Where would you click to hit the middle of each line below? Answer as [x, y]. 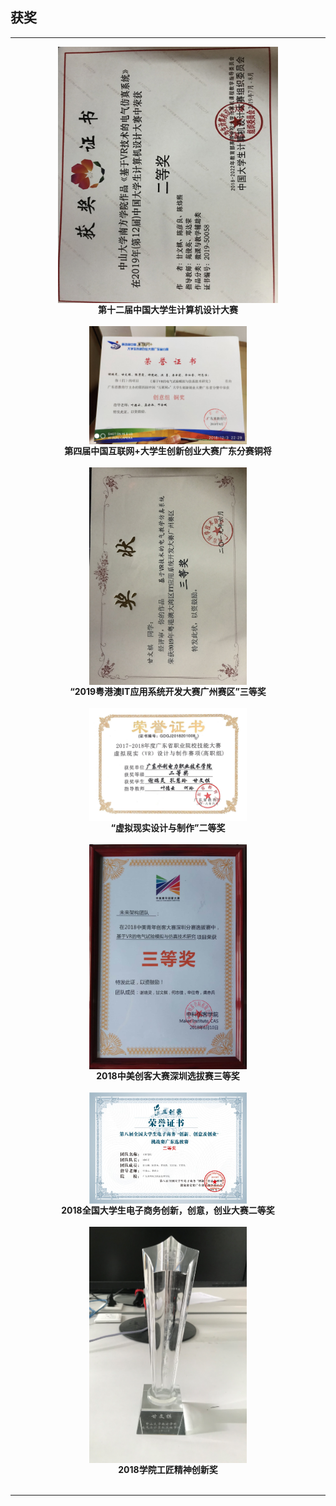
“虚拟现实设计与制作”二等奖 [168, 828]
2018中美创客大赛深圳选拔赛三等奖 [168, 1075]
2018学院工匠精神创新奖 [168, 1469]
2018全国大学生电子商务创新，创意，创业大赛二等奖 [168, 1210]
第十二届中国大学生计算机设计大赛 [168, 309]
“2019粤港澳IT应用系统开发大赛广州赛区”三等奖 [168, 692]
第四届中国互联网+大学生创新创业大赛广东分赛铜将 [168, 450]
